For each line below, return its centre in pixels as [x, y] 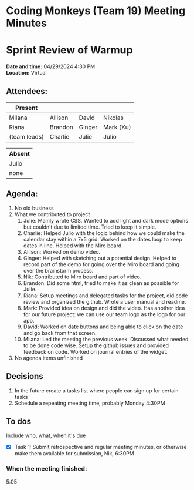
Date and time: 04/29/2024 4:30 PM [51, 66]
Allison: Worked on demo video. [62, 251]
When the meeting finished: [47, 469]
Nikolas [114, 118]
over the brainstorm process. [58, 270]
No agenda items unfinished [49, 358]
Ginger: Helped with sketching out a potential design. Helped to [100, 258]
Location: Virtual [26, 73]
